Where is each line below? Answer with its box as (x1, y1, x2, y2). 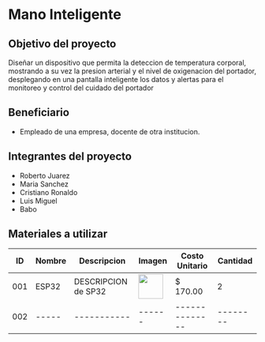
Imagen (138, 255, 168, 266)
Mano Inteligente (8, 6, 122, 24)
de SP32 (73, 286, 106, 297)
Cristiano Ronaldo (19, 187, 78, 197)
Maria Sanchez (19, 179, 69, 189)
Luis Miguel (19, 196, 58, 205)
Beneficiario (8, 106, 69, 119)
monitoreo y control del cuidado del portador (8, 83, 154, 92)
